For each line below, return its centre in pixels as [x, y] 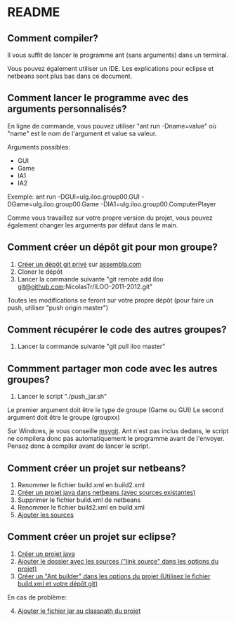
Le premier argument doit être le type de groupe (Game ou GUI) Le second [115, 410]
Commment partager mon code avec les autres [112, 368]
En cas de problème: [37, 597]
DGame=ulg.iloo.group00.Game [53, 204]
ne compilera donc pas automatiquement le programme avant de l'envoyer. [116, 439]
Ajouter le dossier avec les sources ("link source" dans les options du [118, 561]
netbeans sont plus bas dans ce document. [70, 76]
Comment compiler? [53, 38]
